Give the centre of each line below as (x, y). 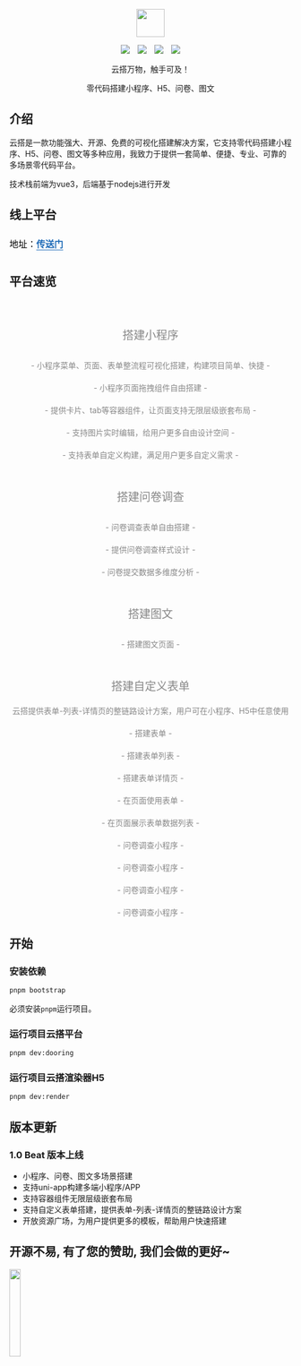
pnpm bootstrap (38, 991)
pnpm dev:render (39, 1097)
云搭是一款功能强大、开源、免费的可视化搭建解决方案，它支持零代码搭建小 (146, 142)
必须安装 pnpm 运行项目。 (53, 1009)
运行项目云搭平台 (46, 1034)
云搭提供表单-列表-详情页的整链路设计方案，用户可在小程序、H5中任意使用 (150, 711)
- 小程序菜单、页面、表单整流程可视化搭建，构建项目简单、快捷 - (150, 365)
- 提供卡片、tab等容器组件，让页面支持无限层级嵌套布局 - (150, 410)
